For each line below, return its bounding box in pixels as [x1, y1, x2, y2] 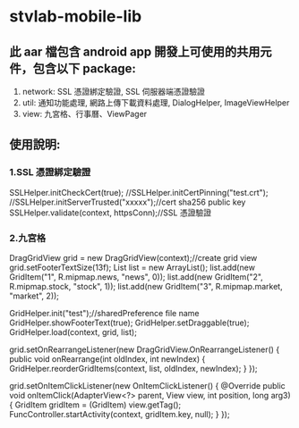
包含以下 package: [32, 61, 137, 76]
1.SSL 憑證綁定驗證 [9, 166, 91, 179]
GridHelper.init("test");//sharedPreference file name [9, 307, 200, 318]
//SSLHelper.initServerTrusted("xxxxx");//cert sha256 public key [9, 197, 246, 207]
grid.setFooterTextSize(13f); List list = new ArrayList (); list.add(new [9, 262, 255, 273]
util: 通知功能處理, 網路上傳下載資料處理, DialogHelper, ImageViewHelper [21, 97, 290, 108]
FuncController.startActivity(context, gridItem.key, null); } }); [9, 408, 230, 419]
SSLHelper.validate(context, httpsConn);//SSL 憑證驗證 [9, 207, 212, 218]
